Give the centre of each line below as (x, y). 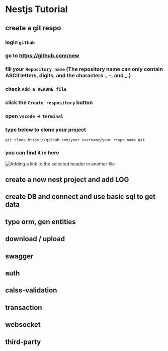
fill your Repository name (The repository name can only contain (84, 69)
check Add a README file (36, 89)
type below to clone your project (46, 130)
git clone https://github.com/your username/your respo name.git (75, 140)
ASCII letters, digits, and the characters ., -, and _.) (68, 76)
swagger (19, 256)
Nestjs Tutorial (36, 9)
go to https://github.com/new (42, 55)
